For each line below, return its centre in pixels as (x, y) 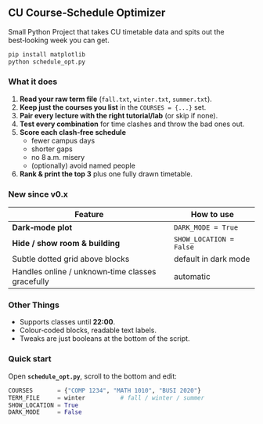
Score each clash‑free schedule (73, 132)
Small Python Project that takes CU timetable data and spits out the (116, 31)
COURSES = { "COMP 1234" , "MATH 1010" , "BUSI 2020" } (104, 390)
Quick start (30, 359)
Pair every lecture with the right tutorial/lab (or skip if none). (119, 115)
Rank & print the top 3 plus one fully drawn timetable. (106, 174)
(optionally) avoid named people (83, 165)
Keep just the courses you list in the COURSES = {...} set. (113, 107)
